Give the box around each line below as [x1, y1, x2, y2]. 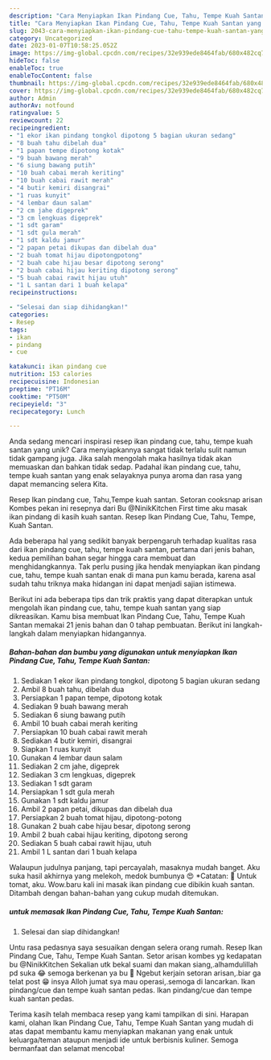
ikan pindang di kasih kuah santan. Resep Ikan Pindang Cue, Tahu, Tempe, [9, 512, 256, 522]
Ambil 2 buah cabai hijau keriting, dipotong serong [20, 830, 188, 839]
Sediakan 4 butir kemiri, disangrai [20, 736, 133, 745]
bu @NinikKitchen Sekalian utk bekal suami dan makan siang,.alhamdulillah [9, 959, 258, 970]
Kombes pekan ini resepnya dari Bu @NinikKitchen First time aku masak [9, 504, 248, 514]
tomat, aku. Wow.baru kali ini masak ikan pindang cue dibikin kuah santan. [9, 880, 255, 889]
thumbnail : [9, 79, 46, 87]
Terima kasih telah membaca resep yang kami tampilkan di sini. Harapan [9, 1009, 249, 1019]
